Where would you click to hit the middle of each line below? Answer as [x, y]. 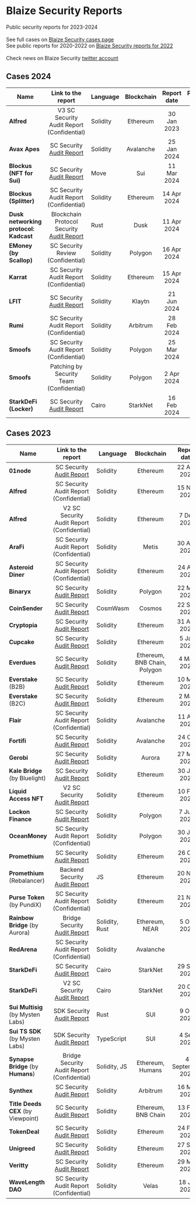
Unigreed [22, 1148]
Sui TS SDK [25, 1031]
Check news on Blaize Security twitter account [62, 58]
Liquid [18, 791]
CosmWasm [113, 608]
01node [20, 471]
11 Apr [172, 221]
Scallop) [21, 260]
